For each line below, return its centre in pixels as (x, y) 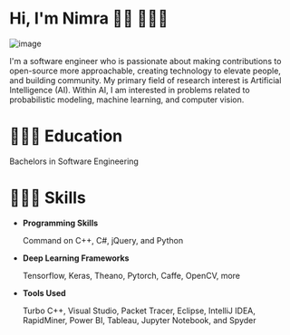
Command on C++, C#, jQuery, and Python (103, 240)
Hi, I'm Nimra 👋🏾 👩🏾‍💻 (89, 19)
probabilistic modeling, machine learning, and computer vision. (127, 100)
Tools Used (44, 292)
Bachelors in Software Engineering (74, 161)
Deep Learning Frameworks (76, 258)
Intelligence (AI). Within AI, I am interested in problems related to (130, 90)
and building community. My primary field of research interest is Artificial (145, 80)
